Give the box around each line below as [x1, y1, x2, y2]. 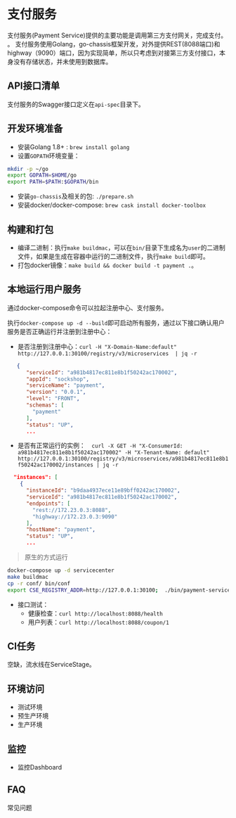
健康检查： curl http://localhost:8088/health [27, 609, 163, 618]
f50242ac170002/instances [17, 461, 93, 468]
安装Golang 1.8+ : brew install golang [17, 142, 130, 151]
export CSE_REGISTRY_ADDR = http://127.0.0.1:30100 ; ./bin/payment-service [7, 587, 231, 594]
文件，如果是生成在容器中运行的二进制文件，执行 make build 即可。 [17, 253, 209, 260]
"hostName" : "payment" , [25, 526, 96, 533]
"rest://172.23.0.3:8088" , [32, 506, 112, 513]
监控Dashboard [17, 763, 63, 771]
